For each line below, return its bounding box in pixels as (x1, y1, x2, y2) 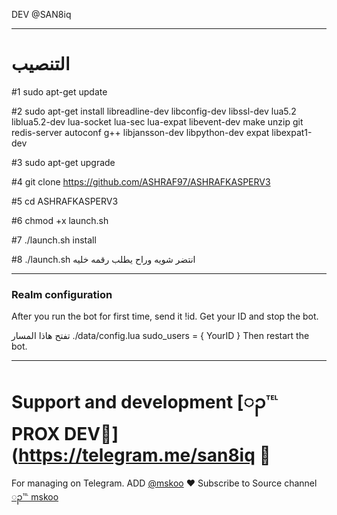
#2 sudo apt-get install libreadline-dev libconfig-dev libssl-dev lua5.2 (11, 105, 297, 117)
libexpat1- (271, 126, 313, 138)
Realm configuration (11, 287, 113, 301)
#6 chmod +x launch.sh (11, 214, 109, 226)
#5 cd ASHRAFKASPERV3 (11, 195, 119, 207)
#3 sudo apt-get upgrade (11, 156, 116, 168)
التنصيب (11, 53, 71, 76)
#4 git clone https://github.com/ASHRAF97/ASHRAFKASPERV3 (11, 175, 271, 188)
